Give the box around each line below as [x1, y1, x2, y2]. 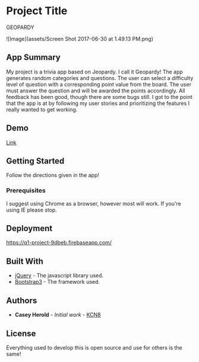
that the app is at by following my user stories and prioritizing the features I [6, 100, 190, 107]
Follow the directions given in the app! [6, 172, 100, 179]
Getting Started [6, 156, 65, 166]
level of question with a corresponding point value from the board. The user [6, 81, 192, 88]
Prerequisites [6, 187, 46, 195]
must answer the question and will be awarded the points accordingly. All [6, 87, 185, 94]
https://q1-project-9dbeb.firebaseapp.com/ [6, 239, 112, 246]
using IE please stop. [6, 206, 58, 213]
